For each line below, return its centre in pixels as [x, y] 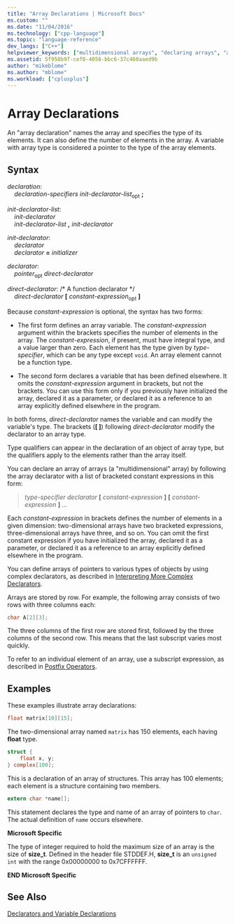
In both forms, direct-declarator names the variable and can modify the [110, 419]
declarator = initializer [46, 252]
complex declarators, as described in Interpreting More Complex [100, 576]
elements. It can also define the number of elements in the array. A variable [116, 140]
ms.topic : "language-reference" [54, 40]
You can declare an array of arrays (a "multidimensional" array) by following [116, 468]
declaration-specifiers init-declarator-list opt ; [79, 195]
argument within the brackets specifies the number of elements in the [117, 332]
